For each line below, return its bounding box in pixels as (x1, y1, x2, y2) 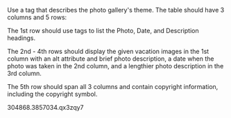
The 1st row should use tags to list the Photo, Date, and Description (7, 27, 199, 35)
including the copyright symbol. (7, 90, 98, 98)
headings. (7, 34, 36, 42)
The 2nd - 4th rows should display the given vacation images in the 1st (7, 48, 209, 55)
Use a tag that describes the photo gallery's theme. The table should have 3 (7, 6, 225, 14)
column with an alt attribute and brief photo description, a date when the (7, 55, 214, 63)
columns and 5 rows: (7, 13, 67, 21)
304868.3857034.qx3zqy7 (7, 104, 85, 111)
